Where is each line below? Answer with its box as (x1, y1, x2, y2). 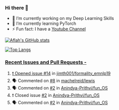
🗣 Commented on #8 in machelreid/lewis (12, 77, 95, 83)
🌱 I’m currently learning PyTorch (12, 20, 76, 26)
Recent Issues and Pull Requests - (5, 59, 87, 66)
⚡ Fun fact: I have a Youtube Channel (12, 26, 86, 32)
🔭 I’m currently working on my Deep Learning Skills (12, 16, 114, 21)
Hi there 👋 (5, 4, 29, 11)
